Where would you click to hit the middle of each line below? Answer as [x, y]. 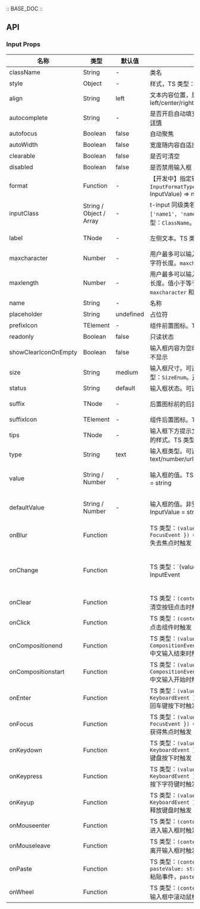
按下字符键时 [168, 784]
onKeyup [22, 802]
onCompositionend [36, 646]
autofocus [23, 133]
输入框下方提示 [171, 431]
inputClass [24, 213]
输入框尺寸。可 [171, 368]
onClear [20, 602]
